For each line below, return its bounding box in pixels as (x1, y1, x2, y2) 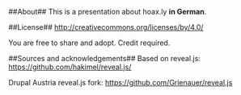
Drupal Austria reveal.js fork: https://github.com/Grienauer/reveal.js (8, 78, 233, 87)
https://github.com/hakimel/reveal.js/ (8, 62, 132, 72)
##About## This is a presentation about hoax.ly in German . (8, 7, 207, 16)
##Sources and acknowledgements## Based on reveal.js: (8, 54, 201, 63)
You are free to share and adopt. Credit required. (8, 38, 171, 47)
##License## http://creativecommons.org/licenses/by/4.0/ (8, 23, 204, 31)
